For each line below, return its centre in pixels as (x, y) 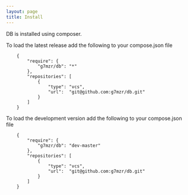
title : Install (25, 17)
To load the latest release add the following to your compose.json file (89, 45)
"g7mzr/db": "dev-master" (69, 145)
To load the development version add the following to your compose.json (94, 118)
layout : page (22, 11)
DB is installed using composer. (44, 33)
